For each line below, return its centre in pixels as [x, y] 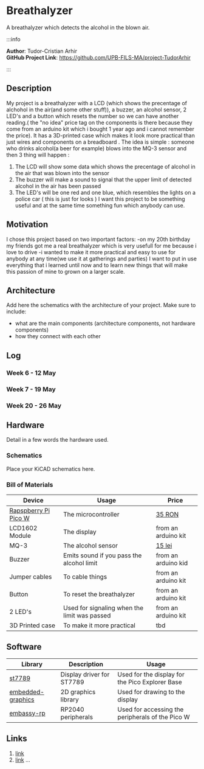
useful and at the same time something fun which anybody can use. [100, 205]
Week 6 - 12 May [31, 373]
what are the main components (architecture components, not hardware [105, 324]
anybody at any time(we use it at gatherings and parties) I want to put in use [102, 259]
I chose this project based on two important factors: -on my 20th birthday [98, 239]
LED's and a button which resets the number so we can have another [93, 116]
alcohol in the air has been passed [58, 186]
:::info [13, 39]
